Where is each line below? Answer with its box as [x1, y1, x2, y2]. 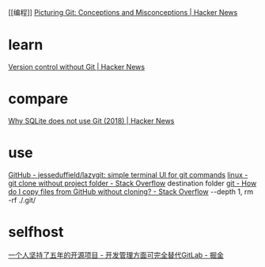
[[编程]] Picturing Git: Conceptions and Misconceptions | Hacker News [8, 8, 238, 17]
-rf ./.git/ [8, 195, 36, 204]
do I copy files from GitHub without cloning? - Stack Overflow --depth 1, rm [8, 186, 254, 196]
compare [8, 90, 69, 108]
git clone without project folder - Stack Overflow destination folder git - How [8, 178, 257, 188]
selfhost [8, 223, 64, 241]
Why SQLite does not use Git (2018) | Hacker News [8, 116, 175, 125]
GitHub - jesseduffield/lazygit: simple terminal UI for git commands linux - [8, 170, 248, 179]
